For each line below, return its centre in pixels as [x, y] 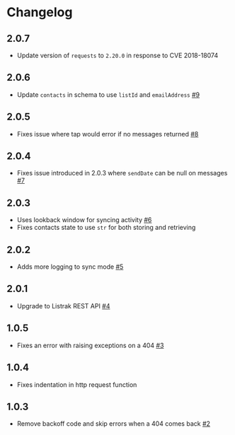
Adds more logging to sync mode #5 [70, 267]
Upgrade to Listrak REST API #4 [63, 306]
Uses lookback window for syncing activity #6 [84, 220]
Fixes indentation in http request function [77, 384]
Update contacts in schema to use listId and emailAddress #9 [108, 94]
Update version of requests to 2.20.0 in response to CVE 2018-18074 [117, 55]
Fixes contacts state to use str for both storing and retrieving [106, 228]
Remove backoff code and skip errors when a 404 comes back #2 [113, 424]
